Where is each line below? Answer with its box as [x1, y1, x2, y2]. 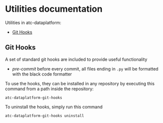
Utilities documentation [5, 3, 103, 15]
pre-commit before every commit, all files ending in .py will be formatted [12, 66, 159, 72]
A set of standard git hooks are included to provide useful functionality [5, 56, 148, 62]
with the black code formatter [12, 71, 72, 77]
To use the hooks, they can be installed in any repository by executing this [5, 80, 155, 86]
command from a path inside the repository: [5, 86, 94, 92]
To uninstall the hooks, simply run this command [5, 104, 103, 110]
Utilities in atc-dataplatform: [5, 20, 61, 25]
